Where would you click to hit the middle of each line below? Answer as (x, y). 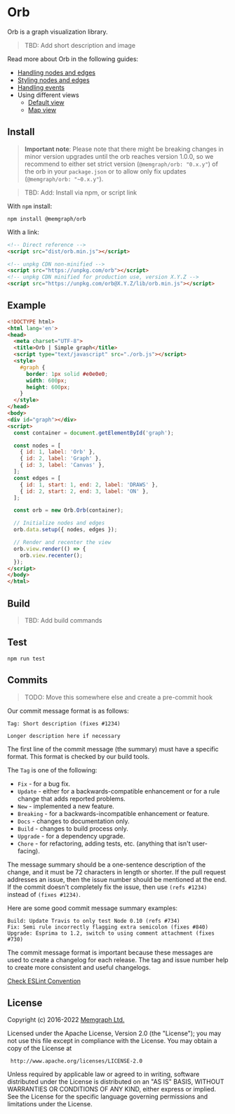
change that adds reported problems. (72, 798)
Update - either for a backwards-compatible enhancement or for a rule (119, 791)
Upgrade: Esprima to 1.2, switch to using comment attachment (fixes (111, 933)
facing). (29, 850)
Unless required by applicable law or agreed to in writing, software (103, 1074)
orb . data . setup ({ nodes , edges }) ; (66, 530)
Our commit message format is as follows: (68, 711)
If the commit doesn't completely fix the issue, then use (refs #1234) (107, 887)
